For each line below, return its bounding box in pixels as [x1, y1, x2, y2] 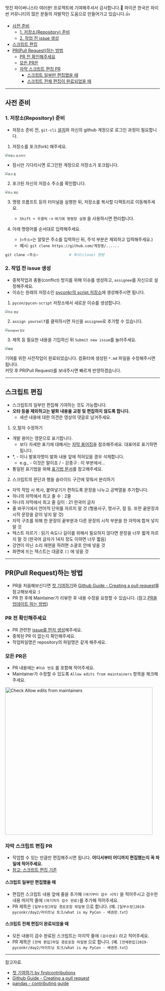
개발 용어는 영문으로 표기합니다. [12, 435, 73, 441]
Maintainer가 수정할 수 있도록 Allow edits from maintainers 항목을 [12, 671, 145, 677]
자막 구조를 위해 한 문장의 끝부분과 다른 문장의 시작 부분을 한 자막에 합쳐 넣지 [12, 517, 159, 523]
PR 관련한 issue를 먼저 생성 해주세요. [12, 627, 82, 633]
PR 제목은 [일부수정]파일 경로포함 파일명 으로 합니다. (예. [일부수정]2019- [12, 903, 146, 909]
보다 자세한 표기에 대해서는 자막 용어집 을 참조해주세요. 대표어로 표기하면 [19, 441, 158, 447]
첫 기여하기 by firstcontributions [12, 969, 76, 975]
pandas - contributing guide [12, 980, 69, 986]
